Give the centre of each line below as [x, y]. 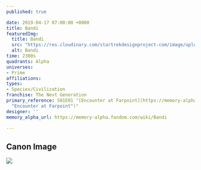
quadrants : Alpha [28, 61]
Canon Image [31, 146]
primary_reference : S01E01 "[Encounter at [60, 101]
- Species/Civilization [36, 89]
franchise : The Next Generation [46, 95]
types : [14, 84]
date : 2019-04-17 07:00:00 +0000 [48, 22]
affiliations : [24, 78]
